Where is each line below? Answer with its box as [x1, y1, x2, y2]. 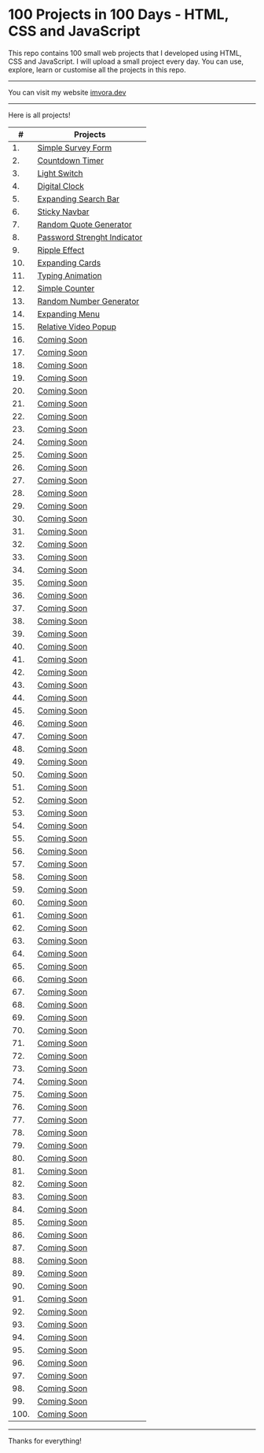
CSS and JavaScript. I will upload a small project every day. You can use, [8, 57, 244, 66]
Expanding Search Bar [37, 193, 120, 204]
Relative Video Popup [37, 321, 116, 332]
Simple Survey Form [37, 142, 112, 153]
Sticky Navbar [37, 206, 90, 217]
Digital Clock [37, 180, 85, 191]
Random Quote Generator [37, 219, 132, 230]
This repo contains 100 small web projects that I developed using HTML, [8, 48, 242, 57]
